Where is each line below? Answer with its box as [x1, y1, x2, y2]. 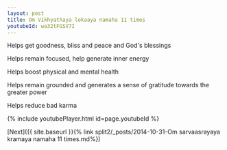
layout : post [7, 10, 45, 17]
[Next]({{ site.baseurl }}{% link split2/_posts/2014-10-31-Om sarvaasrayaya [7, 127, 221, 136]
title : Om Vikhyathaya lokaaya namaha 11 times [7, 16, 146, 23]
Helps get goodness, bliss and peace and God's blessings [7, 42, 171, 50]
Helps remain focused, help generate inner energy [7, 55, 150, 63]
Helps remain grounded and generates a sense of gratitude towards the [7, 81, 210, 89]
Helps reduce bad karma [7, 102, 77, 110]
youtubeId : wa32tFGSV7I [7, 22, 75, 29]
